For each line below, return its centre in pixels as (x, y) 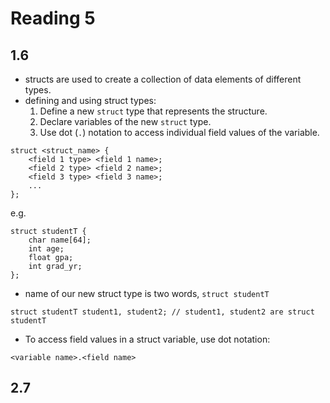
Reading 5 (53, 18)
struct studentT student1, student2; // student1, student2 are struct (162, 312)
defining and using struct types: (90, 100)
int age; (46, 249)
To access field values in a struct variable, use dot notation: (147, 339)
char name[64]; (60, 240)
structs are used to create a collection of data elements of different (163, 79)
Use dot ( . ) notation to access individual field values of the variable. (179, 132)
